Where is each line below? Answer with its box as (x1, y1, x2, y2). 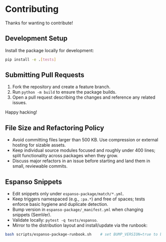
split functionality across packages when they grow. (12, 153, 119, 159)
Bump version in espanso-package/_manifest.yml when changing (12, 207, 143, 213)
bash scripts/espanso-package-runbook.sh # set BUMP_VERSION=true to (5, 232, 158, 237)
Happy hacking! (5, 109, 38, 115)
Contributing (5, 3, 59, 15)
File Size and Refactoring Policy (5, 123, 105, 132)
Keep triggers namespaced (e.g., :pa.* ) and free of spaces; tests (12, 196, 145, 202)
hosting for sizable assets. (12, 142, 66, 148)
